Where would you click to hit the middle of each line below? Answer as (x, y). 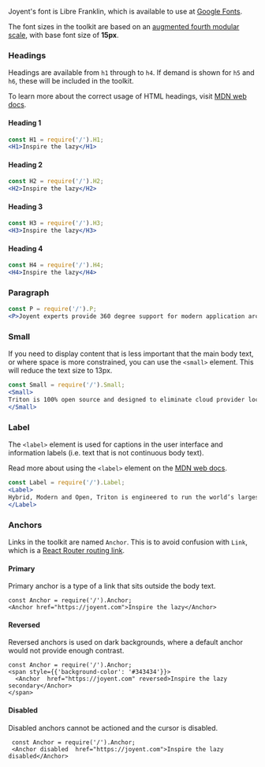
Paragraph (29, 293)
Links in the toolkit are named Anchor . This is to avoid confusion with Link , (128, 542)
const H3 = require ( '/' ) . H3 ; (56, 223)
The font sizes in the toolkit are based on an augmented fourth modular (124, 26)
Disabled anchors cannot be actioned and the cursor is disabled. (113, 728)
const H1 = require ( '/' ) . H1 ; (56, 140)
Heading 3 (26, 206)
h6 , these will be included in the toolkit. (71, 81)
